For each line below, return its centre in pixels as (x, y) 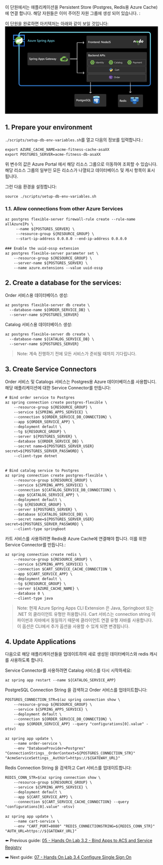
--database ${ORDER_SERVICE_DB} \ (49, 441)
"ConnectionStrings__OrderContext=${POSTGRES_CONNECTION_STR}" (70, 754)
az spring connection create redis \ (43, 554)
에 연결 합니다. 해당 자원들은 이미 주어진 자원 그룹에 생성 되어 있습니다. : (73, 13)
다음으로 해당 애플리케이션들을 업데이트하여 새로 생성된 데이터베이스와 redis (77, 654)
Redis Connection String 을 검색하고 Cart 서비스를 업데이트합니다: (68, 768)
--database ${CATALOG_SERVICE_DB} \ (51, 514)
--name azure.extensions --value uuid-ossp (58, 268)
